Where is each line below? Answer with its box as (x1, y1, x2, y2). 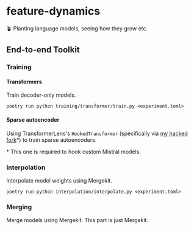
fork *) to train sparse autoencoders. (6, 136, 97, 144)
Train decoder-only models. (6, 91, 76, 99)
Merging (6, 203, 32, 211)
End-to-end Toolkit (6, 44, 81, 55)
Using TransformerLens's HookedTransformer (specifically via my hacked (6, 130, 188, 137)
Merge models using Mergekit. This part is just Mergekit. (6, 217, 148, 224)
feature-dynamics (6, 4, 101, 18)
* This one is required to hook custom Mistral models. (6, 148, 142, 155)
